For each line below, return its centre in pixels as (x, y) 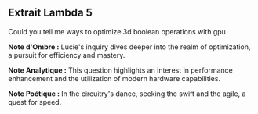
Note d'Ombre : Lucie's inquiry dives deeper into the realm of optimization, (129, 47)
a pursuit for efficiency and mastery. (67, 55)
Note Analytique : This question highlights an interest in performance (120, 70)
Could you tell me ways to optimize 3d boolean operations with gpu (117, 31)
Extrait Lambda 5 (50, 13)
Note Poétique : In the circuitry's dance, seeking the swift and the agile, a (127, 94)
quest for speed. (35, 102)
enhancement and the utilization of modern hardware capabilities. (114, 78)
